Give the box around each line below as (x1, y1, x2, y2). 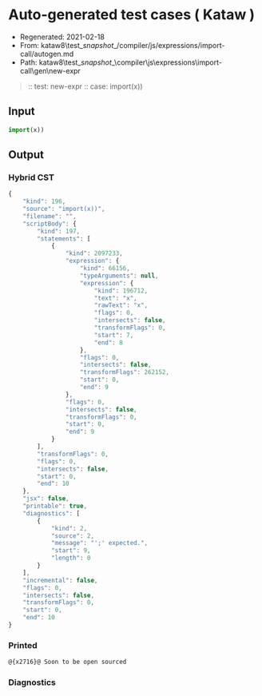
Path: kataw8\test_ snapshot (19, 58, 112, 67)
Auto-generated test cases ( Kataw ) (8, 6, 256, 24)
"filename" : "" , (22, 212, 77, 221)
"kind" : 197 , (37, 227, 81, 235)
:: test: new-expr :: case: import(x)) (27, 82, 143, 91)
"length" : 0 (50, 554, 91, 563)
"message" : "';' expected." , (50, 539, 149, 547)
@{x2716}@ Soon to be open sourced (8, 658, 127, 666)
